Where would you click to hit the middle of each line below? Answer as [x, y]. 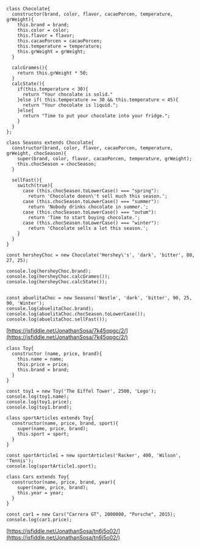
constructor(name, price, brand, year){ [64, 482]
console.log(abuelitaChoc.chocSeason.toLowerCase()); [76, 314]
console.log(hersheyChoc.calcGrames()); [59, 277]
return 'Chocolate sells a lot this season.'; [88, 228]
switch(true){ [35, 185]
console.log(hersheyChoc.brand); [49, 271]
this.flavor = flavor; [46, 35]
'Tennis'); [20, 461]
